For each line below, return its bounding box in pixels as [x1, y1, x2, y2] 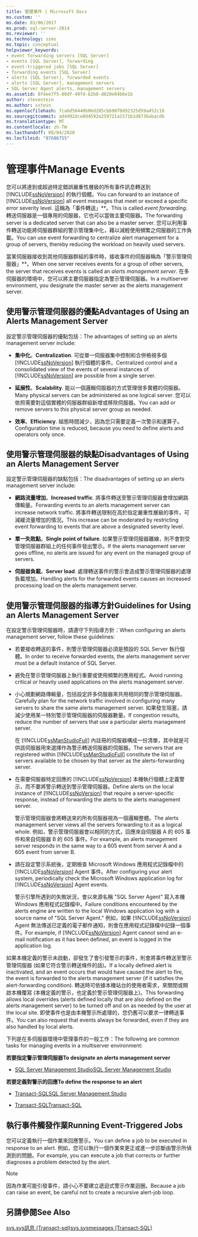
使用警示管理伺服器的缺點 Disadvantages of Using [6, 449, 189, 459]
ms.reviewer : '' [6, 31, 46, 37]
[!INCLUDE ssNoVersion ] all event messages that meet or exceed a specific [6, 197, 188, 204]
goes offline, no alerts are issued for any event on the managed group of [14, 549, 192, 556]
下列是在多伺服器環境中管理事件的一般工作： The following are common [6, 1035, 180, 1042]
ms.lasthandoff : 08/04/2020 [6, 130, 75, 136]
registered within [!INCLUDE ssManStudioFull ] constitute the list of [14, 751, 175, 758]
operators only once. [14, 430, 66, 438]
